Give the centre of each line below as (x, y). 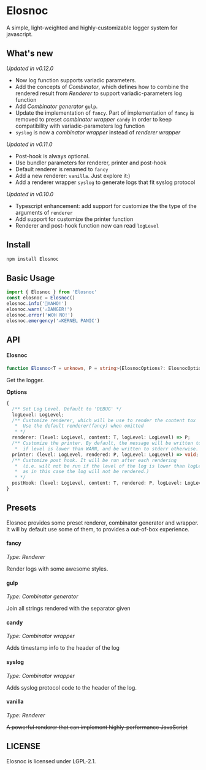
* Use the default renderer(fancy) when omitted (79, 426)
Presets (21, 508)
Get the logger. (25, 380)
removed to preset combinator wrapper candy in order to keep (93, 119)
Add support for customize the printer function (74, 219)
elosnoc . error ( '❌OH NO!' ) (40, 315)
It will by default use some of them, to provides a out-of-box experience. (98, 529)
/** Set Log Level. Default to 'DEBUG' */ (67, 409)
